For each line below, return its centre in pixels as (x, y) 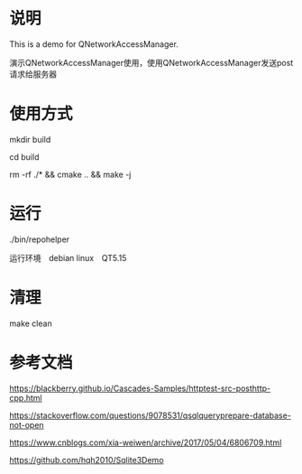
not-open (27, 424)
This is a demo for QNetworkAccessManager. (94, 44)
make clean (31, 323)
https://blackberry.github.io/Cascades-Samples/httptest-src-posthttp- (140, 388)
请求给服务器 (33, 74)
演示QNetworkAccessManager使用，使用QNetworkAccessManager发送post (151, 62)
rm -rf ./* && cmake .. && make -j (70, 174)
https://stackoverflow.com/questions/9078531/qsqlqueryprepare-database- (150, 415)
